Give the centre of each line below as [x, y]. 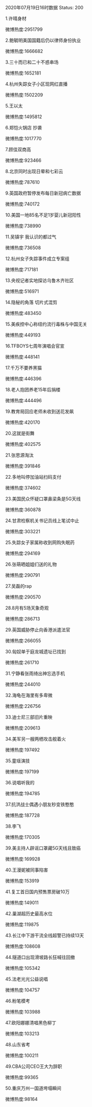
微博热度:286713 [23, 619]
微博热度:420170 [23, 422]
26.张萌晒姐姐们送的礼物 [31, 564]
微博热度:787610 [22, 182]
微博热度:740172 [22, 204]
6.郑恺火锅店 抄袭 [24, 128]
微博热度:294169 [23, 553]
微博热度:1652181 [23, 73]
